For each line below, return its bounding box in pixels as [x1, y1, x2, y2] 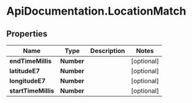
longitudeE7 [9, 77, 46, 85]
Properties [6, 29, 48, 39]
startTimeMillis [9, 87, 54, 95]
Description [90, 47, 125, 55]
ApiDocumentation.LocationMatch [6, 4, 186, 18]
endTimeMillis [9, 57, 52, 65]
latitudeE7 [9, 67, 40, 75]
